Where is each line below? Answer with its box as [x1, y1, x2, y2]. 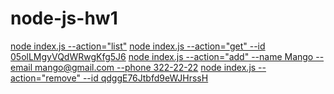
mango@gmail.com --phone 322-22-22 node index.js [34, 61, 257, 73]
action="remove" [10, 72, 81, 84]
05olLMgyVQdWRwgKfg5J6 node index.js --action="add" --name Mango [10, 50, 314, 62]
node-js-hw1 [10, 7, 118, 30]
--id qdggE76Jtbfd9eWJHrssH [82, 72, 209, 84]
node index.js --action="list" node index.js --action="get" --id [10, 40, 266, 52]
